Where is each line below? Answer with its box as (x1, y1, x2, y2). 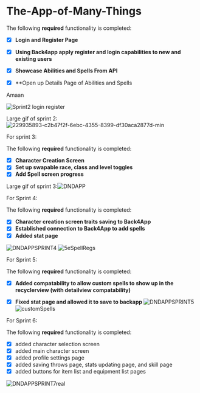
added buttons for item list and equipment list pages (15, 367, 146, 375)
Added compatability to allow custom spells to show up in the (15, 279, 174, 287)
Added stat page (15, 232, 58, 239)
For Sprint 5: (6, 256, 38, 263)
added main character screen (15, 347, 89, 354)
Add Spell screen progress (15, 170, 84, 178)
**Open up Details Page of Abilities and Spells (15, 79, 133, 86)
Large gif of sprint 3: (6, 183, 58, 190)
